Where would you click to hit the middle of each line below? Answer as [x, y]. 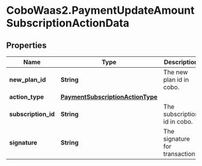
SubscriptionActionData [68, 23]
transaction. [180, 154]
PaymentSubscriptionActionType [109, 97]
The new [176, 72]
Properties [26, 45]
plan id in [176, 80]
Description [181, 62]
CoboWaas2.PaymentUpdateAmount [100, 10]
